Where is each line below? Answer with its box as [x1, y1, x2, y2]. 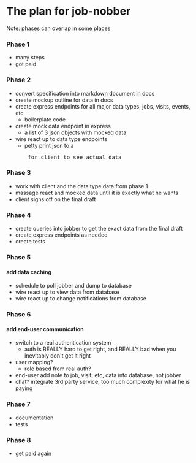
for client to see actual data [28, 153, 122, 161]
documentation [15, 414, 54, 421]
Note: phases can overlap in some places [6, 25, 111, 32]
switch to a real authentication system [15, 339, 111, 346]
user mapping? [15, 359, 53, 366]
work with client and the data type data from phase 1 [15, 182, 148, 189]
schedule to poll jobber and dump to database [15, 282, 132, 289]
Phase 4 [6, 210, 32, 219]
